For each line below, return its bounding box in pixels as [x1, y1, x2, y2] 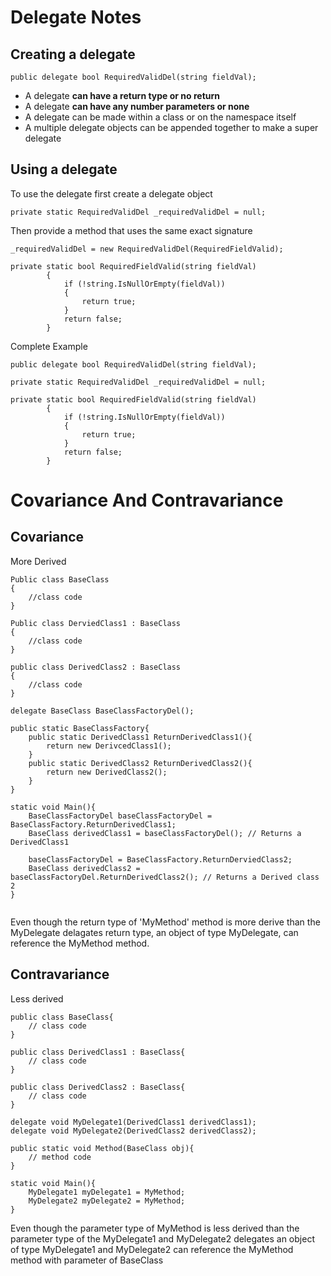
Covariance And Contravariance [10, 489, 284, 511]
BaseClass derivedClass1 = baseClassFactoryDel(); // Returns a [28, 828, 302, 838]
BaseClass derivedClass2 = [28, 863, 141, 873]
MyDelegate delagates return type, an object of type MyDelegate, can [10, 926, 299, 938]
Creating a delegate [10, 46, 136, 63]
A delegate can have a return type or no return [24, 90, 221, 101]
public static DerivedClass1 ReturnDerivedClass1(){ [28, 732, 253, 742]
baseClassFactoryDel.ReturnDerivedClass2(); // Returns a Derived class [10, 872, 320, 882]
